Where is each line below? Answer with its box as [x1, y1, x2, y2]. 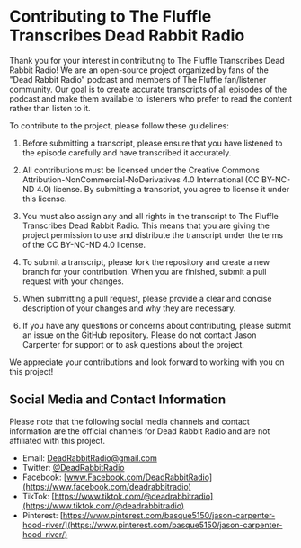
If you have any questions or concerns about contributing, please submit [22, 320, 292, 331]
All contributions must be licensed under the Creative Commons [22, 164, 261, 175]
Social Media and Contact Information [9, 393, 226, 408]
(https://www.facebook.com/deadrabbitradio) [22, 481, 191, 491]
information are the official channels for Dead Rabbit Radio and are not [9, 425, 270, 437]
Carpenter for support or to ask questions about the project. [22, 339, 245, 349]
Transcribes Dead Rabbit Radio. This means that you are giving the [22, 220, 270, 231]
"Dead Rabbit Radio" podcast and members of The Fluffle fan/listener [9, 74, 267, 84]
